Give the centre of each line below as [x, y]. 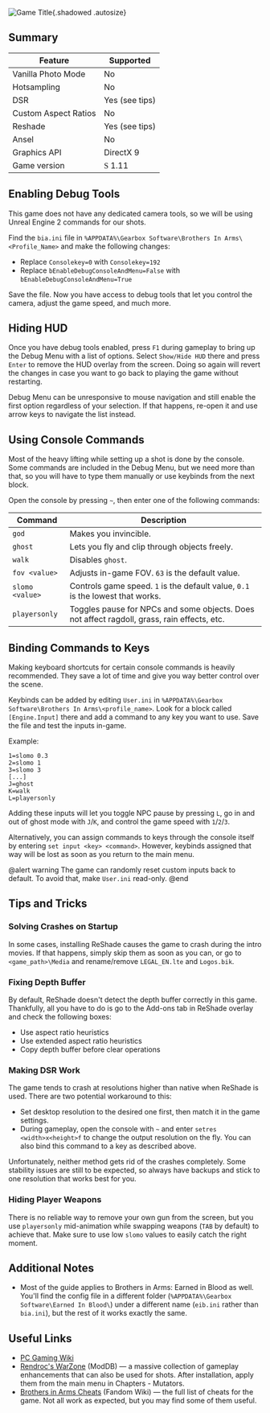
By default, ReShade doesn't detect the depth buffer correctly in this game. [133, 1000]
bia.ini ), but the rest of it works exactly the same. [103, 1313]
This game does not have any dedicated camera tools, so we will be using [131, 213]
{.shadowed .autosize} [89, 12]
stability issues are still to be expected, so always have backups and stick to [134, 1170]
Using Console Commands [76, 440]
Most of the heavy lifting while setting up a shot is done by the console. [127, 459]
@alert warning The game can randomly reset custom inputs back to [122, 870]
